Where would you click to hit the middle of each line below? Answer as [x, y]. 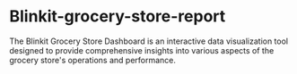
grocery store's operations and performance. [93, 60]
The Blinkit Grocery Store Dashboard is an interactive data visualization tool [149, 41]
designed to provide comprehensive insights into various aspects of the [142, 50]
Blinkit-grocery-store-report [118, 16]
